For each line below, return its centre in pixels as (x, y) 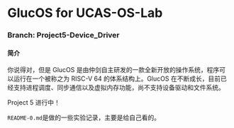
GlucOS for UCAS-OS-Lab (85, 13)
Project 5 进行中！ (34, 103)
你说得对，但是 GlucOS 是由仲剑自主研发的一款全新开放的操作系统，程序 (113, 70)
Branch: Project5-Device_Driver (63, 35)
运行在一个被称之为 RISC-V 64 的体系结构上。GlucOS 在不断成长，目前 (117, 78)
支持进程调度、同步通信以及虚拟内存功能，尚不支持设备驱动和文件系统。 (119, 88)
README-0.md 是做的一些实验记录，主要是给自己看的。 (84, 117)
